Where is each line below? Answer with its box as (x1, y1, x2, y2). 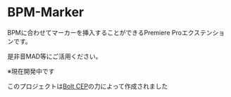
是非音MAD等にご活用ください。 (7, 52, 102, 60)
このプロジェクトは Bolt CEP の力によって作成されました (7, 82, 168, 90)
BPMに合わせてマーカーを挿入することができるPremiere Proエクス (7, 28, 201, 37)
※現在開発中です (7, 67, 55, 75)
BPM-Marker (7, 4, 85, 20)
